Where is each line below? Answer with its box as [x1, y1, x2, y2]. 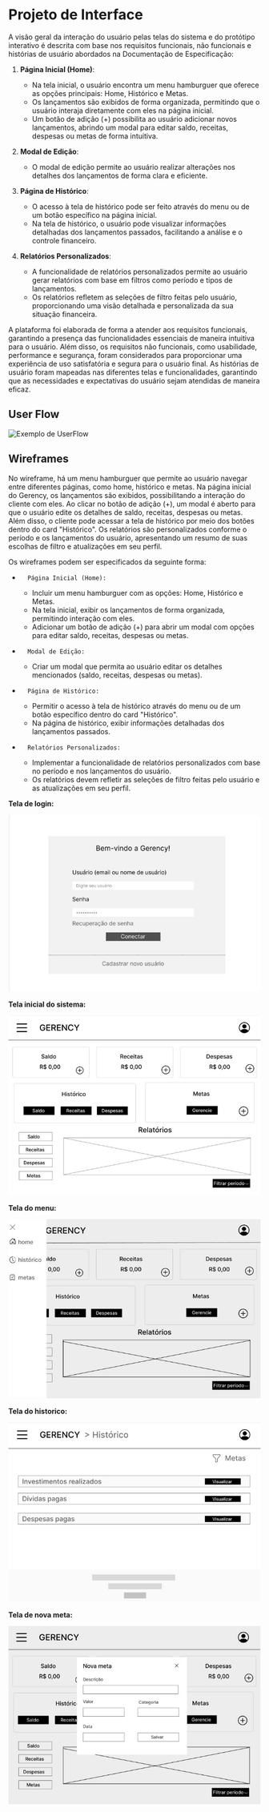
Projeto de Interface [8, 6, 143, 24]
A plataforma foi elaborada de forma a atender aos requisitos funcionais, [8, 324, 248, 334]
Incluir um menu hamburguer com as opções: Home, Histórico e [31, 588, 243, 597]
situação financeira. [31, 309, 98, 319]
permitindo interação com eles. [31, 613, 135, 623]
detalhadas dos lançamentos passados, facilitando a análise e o [31, 227, 243, 237]
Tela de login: [8, 798, 54, 808]
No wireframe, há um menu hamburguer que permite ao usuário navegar [8, 473, 248, 483]
